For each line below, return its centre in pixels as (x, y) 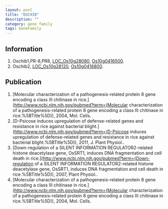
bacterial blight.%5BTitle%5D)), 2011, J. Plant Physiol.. (68, 142)
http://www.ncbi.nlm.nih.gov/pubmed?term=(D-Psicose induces (80, 132)
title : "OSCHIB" (22, 15)
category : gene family (29, 24)
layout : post (19, 10)
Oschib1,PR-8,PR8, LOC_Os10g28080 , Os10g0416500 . (68, 61)
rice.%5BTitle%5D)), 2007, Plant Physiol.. (55, 174)
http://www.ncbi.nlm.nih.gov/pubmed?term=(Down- (97, 158)
